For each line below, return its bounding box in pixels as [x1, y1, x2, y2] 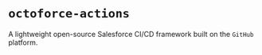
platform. [8, 38, 38, 47]
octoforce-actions [8, 6, 130, 21]
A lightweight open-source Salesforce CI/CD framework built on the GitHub [8, 29, 254, 38]
